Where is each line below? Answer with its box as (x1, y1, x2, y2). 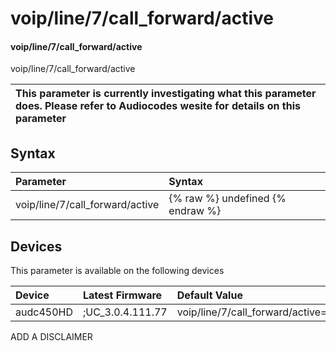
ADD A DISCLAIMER (10, 331, 93, 343)
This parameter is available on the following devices (10, 265, 225, 277)
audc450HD (15, 305, 73, 319)
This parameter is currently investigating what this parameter (15, 87, 317, 101)
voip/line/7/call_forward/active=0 (176, 305, 334, 319)
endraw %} (168, 204, 222, 218)
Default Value (176, 288, 243, 302)
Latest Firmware (82, 288, 163, 302)
